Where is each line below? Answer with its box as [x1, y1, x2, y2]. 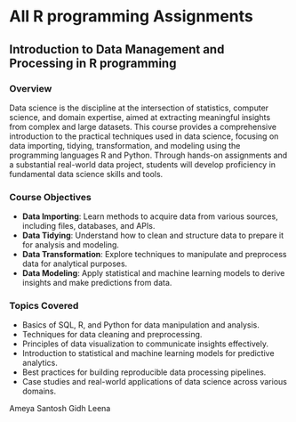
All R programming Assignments [9, 6, 253, 27]
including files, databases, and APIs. [21, 221, 156, 231]
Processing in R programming [9, 55, 177, 70]
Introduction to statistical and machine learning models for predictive [21, 348, 275, 359]
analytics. [21, 358, 58, 369]
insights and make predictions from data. [21, 278, 172, 288]
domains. [21, 385, 56, 397]
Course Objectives [9, 191, 92, 203]
